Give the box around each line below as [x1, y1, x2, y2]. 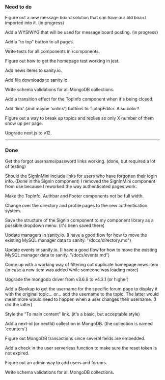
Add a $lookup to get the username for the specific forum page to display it [5, 285, 158, 291]
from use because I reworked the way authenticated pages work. [5, 183, 137, 189]
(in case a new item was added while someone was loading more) [5, 267, 138, 273]
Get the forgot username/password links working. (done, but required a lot [5, 158, 156, 164]
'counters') [5, 326, 27, 332]
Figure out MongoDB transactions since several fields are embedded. [5, 335, 146, 341]
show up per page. [5, 121, 43, 127]
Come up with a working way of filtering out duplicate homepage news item [5, 261, 159, 267]
